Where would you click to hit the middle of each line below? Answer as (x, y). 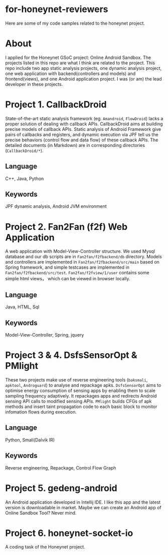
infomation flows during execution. (41, 412)
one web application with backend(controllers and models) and (70, 73)
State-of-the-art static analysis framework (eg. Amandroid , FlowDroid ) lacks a (84, 118)
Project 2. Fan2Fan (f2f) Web (66, 227)
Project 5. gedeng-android (61, 488)
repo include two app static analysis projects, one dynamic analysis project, (83, 68)
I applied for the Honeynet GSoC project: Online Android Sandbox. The (78, 57)
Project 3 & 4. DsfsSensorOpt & (71, 355)
